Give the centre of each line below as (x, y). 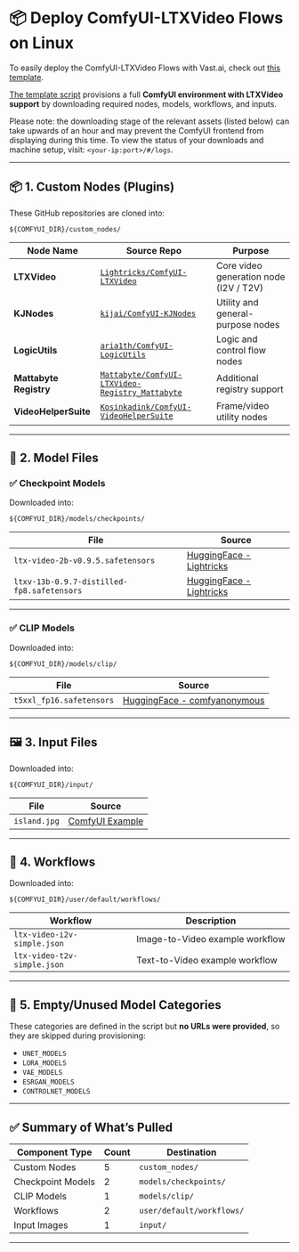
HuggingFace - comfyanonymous (194, 700)
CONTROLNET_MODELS (56, 1092)
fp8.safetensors (48, 591)
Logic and (237, 338)
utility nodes (242, 417)
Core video (239, 265)
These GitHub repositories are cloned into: (87, 213)
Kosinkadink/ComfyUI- (146, 406)
